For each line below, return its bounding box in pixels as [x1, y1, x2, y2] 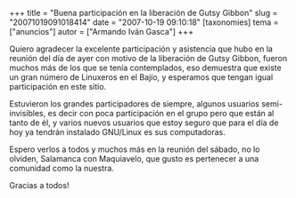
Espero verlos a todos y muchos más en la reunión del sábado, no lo [9, 144, 260, 154]
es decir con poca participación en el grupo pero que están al [47, 108, 275, 118]
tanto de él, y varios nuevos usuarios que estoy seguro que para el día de [9, 117, 279, 128]
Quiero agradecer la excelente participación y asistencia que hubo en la [9, 44, 274, 54]
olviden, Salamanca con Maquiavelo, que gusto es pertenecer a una [9, 154, 259, 163]
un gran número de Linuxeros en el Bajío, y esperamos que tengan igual [9, 72, 274, 83]
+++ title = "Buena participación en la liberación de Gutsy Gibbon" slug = [9, 8, 278, 18]
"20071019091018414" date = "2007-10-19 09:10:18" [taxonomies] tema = [9, 17, 279, 28]
